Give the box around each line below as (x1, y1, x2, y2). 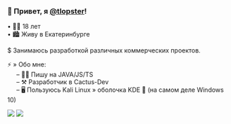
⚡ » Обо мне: (7, 60, 46, 69)
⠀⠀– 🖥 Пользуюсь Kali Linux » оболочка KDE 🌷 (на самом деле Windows (7, 85, 224, 94)
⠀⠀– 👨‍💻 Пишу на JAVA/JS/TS (7, 70, 94, 79)
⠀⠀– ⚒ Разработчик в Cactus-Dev (7, 78, 109, 86)
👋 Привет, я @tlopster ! (7, 6, 87, 16)
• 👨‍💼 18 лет (7, 22, 41, 31)
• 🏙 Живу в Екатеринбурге (7, 30, 90, 39)
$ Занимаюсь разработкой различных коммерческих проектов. (7, 46, 201, 55)
